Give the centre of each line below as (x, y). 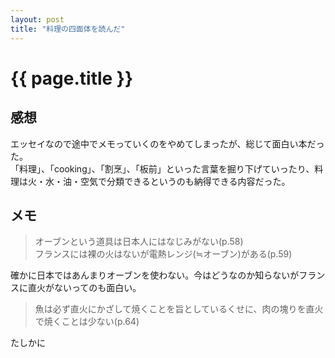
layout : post (37, 19)
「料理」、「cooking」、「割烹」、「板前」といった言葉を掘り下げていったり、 (162, 168)
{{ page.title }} (72, 78)
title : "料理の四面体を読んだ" (68, 29)
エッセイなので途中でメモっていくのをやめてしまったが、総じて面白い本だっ (167, 143)
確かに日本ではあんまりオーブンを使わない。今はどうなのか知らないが (155, 275)
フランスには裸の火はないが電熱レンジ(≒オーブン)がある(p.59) (163, 254)
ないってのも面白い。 (97, 288)
